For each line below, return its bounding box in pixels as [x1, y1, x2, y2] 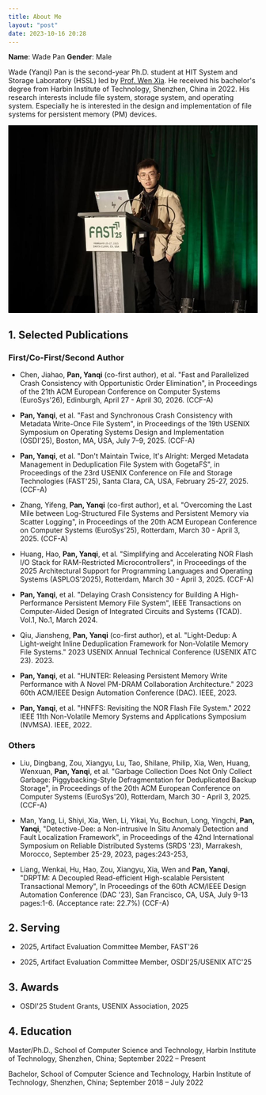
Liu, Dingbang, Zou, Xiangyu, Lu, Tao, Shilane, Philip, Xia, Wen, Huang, [19, 757, 251, 768]
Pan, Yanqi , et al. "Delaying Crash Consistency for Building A [19, 590, 219, 600]
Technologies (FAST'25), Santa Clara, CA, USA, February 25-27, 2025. [19, 476, 249, 486]
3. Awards [8, 980, 59, 994]
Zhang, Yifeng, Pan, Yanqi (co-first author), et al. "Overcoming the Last [19, 500, 253, 510]
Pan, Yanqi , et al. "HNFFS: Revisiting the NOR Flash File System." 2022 [19, 704, 252, 713]
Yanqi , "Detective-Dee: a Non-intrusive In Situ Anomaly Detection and [19, 824, 249, 834]
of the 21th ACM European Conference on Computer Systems [19, 387, 221, 396]
